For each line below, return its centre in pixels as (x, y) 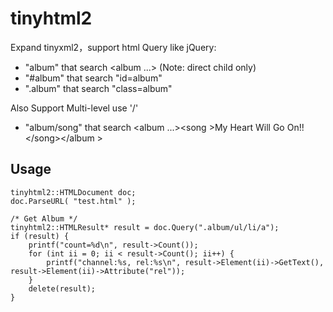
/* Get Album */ (44, 218)
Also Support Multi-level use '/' (74, 108)
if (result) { (40, 236)
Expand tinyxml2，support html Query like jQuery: (113, 47)
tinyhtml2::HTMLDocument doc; (73, 192)
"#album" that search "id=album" (93, 78)
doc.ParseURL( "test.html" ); (73, 201)
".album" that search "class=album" (98, 88)
